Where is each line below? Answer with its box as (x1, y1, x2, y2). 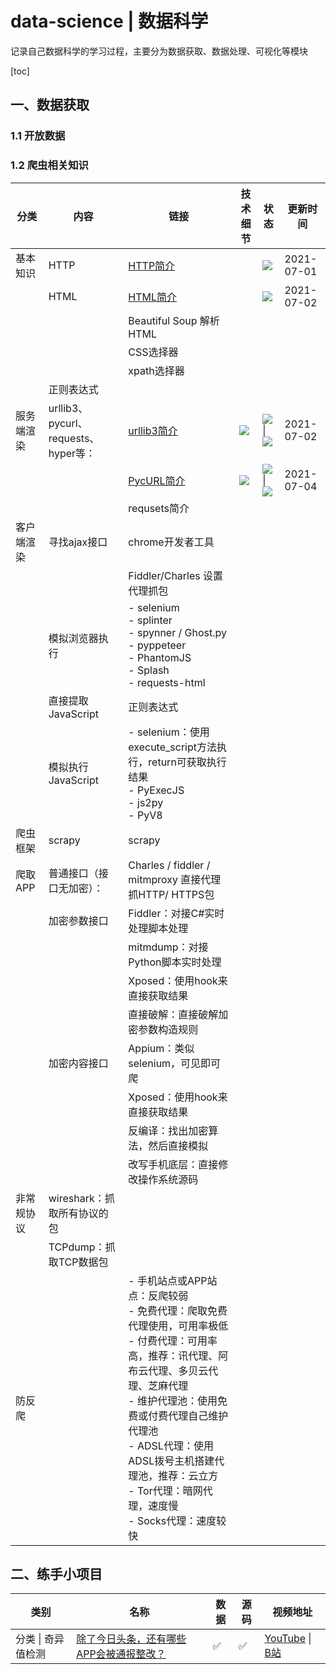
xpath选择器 (128, 363, 185, 377)
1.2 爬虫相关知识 (10, 158, 89, 172)
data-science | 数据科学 (10, 10, 209, 33)
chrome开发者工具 (128, 535, 215, 549)
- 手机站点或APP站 (128, 1273, 218, 1287)
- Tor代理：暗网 (128, 1483, 203, 1497)
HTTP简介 (128, 258, 176, 272)
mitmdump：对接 (128, 940, 209, 954)
